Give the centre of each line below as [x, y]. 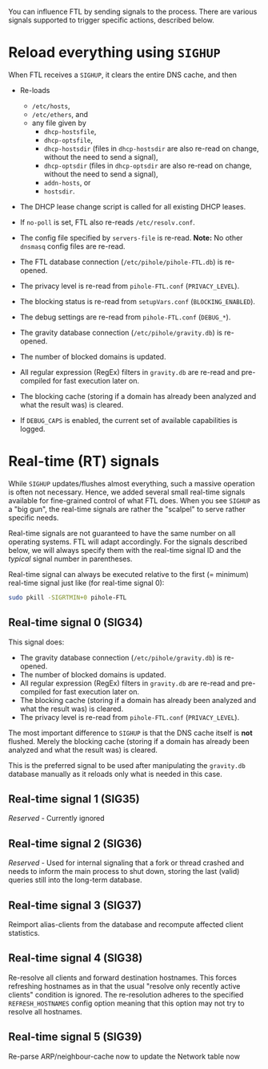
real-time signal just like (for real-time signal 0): [86, 583]
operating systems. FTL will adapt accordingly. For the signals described [128, 542]
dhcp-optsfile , [68, 140]
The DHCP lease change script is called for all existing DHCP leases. [133, 206]
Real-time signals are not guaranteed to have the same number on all [122, 533]
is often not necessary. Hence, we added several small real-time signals [127, 492]
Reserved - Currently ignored [57, 819]
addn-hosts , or [67, 182]
